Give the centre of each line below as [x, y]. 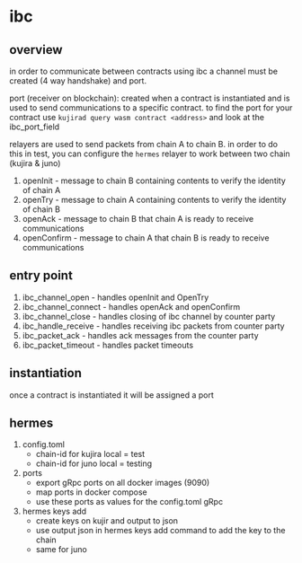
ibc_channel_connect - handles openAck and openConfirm [131, 306]
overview [36, 50]
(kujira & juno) [35, 163]
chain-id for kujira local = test [90, 454]
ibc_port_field [35, 127]
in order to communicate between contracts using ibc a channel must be [144, 71]
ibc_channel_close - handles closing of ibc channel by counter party [149, 316]
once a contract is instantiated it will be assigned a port [111, 395]
